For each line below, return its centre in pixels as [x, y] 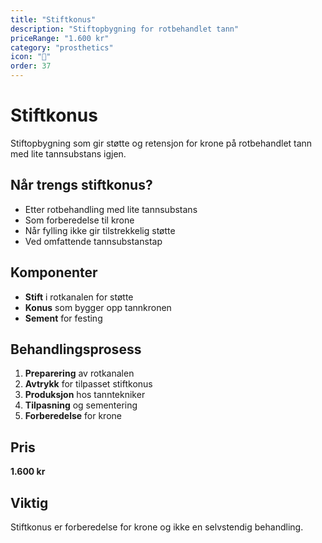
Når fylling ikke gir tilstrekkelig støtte [100, 230]
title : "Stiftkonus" [53, 19]
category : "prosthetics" [62, 47]
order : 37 [31, 66]
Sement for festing [63, 318]
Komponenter [54, 272]
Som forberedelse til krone [79, 220]
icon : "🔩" [31, 57]
